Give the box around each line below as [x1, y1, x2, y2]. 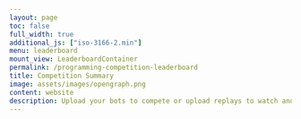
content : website [9, 88, 74, 97]
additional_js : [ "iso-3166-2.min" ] [9, 38, 142, 47]
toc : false [9, 21, 50, 30]
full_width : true [9, 30, 74, 38]
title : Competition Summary [9, 72, 115, 81]
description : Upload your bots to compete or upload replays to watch [9, 96, 279, 106]
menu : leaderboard [9, 47, 78, 55]
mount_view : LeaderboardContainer [9, 55, 139, 64]
